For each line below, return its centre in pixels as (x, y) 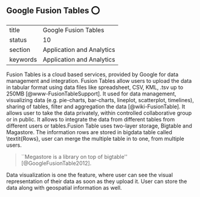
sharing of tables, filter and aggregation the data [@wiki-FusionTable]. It (96, 106)
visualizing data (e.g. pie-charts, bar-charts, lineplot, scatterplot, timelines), (100, 100)
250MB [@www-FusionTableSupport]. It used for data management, (91, 94)
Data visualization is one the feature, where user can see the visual (90, 175)
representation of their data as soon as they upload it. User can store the (97, 181)
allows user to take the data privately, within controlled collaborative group (99, 113)
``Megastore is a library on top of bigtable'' (74, 157)
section (20, 50)
